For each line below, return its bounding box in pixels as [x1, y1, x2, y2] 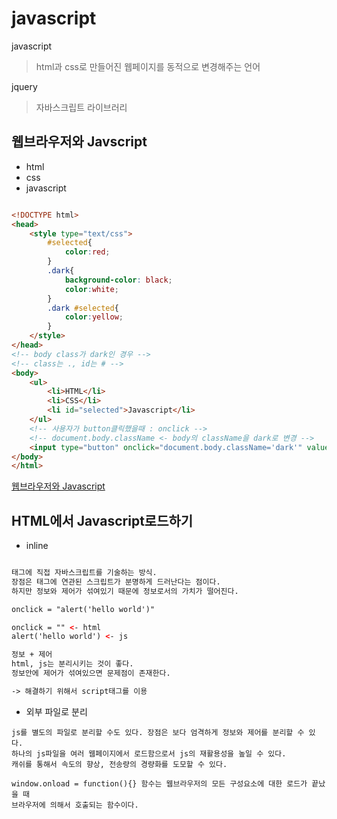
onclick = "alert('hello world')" [11, 604, 156, 614]
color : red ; [64, 247, 111, 257]
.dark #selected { [47, 303, 119, 313]
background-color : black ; [64, 275, 173, 285]
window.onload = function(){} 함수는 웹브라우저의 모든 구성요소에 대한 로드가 [11, 778, 308, 789]
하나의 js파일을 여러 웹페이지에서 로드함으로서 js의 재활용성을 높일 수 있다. [11, 748, 287, 759]
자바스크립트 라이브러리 [35, 101, 128, 113]
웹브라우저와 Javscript [11, 133, 148, 151]
